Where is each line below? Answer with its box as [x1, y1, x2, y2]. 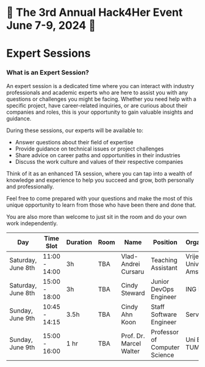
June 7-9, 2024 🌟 [6, 18, 96, 32]
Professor [150, 327, 179, 336]
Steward [121, 289, 145, 297]
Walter [121, 347, 140, 355]
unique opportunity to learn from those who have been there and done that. [6, 201, 196, 209]
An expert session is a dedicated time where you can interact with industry [6, 82, 194, 89]
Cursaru [121, 267, 145, 276]
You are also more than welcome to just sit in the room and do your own [6, 213, 187, 220]
